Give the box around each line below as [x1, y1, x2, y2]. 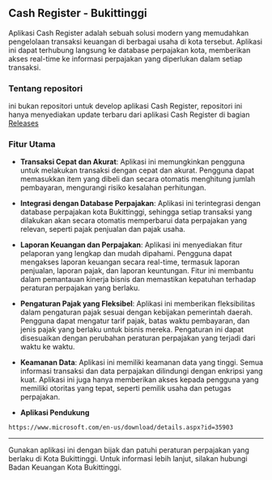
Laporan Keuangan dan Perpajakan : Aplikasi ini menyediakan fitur [19, 240, 243, 250]
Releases [8, 118, 39, 128]
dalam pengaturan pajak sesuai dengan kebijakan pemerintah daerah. [19, 307, 253, 317]
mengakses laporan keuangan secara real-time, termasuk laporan [19, 257, 240, 267]
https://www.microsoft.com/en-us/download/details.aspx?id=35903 [8, 423, 233, 432]
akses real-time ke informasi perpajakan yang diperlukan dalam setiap [8, 54, 243, 63]
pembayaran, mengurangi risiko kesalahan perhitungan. [19, 182, 206, 193]
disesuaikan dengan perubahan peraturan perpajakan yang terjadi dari [19, 333, 256, 343]
